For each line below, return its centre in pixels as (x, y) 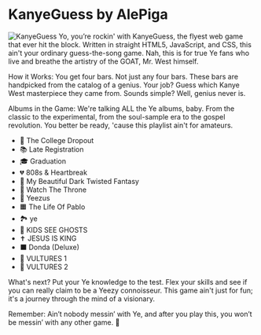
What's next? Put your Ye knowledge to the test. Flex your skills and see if (128, 282)
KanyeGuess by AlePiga (88, 15)
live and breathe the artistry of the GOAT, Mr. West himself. (103, 61)
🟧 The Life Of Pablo (52, 207)
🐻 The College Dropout (57, 140)
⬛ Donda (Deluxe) (50, 247)
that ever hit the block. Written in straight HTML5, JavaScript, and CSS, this (130, 44)
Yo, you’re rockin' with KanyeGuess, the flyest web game (151, 36)
